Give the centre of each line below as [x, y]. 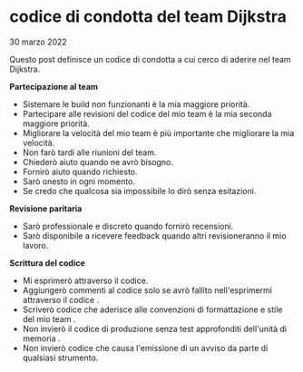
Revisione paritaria [46, 208]
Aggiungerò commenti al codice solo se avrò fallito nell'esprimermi [147, 290]
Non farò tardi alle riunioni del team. [89, 152]
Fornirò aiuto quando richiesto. [80, 171]
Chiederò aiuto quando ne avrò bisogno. [98, 162]
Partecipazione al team [54, 86]
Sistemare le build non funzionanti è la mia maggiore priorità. [136, 104]
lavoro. [35, 245]
